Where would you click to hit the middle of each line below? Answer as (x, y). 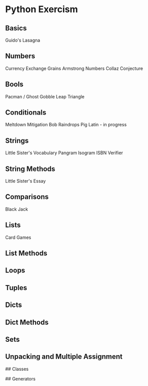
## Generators (20, 378)
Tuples (16, 288)
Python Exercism (42, 9)
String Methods (30, 169)
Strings (17, 141)
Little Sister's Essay (26, 181)
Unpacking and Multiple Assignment (64, 357)
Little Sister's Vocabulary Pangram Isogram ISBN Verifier (64, 153)
